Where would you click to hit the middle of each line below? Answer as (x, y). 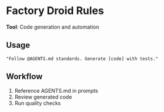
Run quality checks (37, 103)
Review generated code (43, 97)
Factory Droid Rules (55, 11)
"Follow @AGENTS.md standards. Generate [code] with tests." (82, 59)
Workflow (24, 77)
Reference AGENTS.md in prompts (56, 90)
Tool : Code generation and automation (53, 27)
